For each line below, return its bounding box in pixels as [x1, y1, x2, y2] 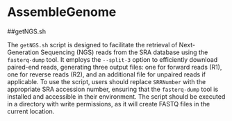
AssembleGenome [7, 4, 117, 20]
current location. [7, 107, 55, 115]
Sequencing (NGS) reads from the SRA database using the [40, 48, 208, 56]
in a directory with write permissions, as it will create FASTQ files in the [7, 99, 210, 108]
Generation [7, 48, 40, 56]
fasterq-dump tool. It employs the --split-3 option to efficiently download [7, 55, 218, 63]
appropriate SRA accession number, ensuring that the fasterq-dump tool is [7, 85, 219, 93]
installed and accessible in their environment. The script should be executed [7, 92, 226, 101]
